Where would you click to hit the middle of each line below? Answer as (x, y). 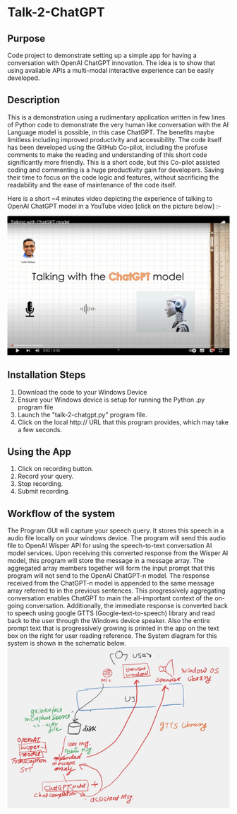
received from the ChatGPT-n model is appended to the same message (111, 583)
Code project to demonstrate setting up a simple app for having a (102, 55)
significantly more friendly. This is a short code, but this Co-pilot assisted (114, 162)
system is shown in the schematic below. (67, 644)
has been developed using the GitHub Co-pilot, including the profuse (108, 147)
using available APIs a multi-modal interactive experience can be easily (111, 70)
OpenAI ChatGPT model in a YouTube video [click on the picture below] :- (114, 206)
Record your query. (45, 476)
